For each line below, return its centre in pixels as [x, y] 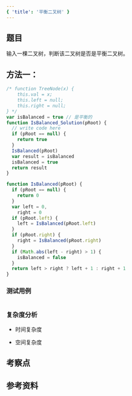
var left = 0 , [29, 206]
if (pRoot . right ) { [36, 235]
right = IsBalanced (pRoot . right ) [59, 240]
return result [29, 168]
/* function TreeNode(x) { [40, 89]
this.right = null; [42, 106]
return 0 [28, 196]
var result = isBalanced [43, 156]
